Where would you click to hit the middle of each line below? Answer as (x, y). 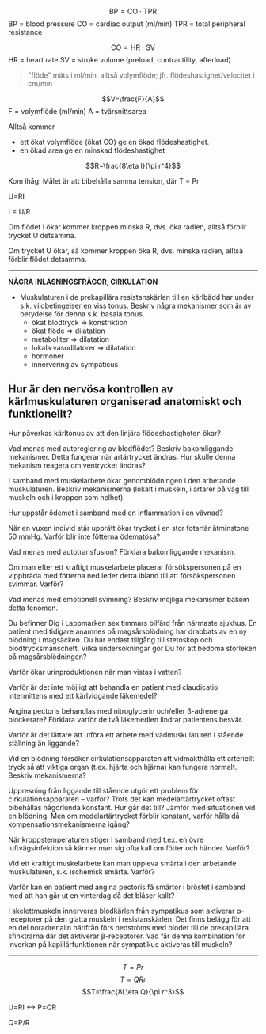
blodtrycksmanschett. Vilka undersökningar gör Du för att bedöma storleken (133, 648)
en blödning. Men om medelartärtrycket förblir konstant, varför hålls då (124, 816)
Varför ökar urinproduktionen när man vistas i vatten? (95, 672)
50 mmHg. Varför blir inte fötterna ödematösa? (84, 536)
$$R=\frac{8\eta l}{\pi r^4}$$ (133, 166)
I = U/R (19, 212)
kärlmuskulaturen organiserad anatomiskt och (125, 401)
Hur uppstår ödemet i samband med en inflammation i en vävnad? (116, 513)
